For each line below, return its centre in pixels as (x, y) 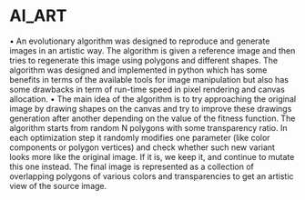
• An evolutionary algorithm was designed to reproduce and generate (140, 41)
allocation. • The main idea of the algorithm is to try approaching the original (153, 99)
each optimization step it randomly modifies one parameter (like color (140, 137)
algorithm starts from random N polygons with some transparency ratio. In (148, 127)
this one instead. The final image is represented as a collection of (132, 166)
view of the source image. (58, 185)
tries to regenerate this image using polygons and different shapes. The (144, 60)
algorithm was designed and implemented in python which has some (138, 70)
